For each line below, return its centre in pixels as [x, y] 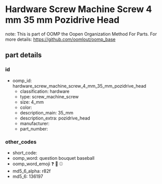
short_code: [25, 153]
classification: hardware [45, 91]
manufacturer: [35, 123]
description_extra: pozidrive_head [55, 118]
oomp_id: [22, 80]
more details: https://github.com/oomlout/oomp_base [60, 39]
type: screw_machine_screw [49, 96]
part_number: [34, 129]
